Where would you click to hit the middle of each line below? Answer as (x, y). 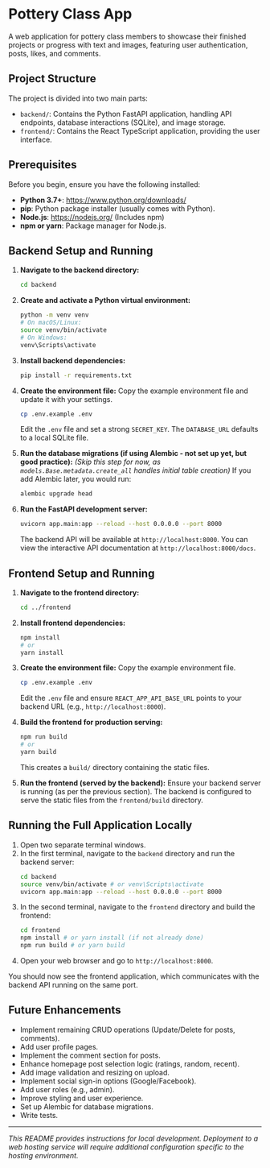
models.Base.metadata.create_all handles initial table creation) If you (135, 470)
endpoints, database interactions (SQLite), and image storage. (123, 122)
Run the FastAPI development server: (84, 509)
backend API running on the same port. (73, 985)
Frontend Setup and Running (82, 573)
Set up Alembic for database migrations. (87, 1106)
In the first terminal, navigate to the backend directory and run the (127, 853)
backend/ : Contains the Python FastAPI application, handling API (126, 114)
